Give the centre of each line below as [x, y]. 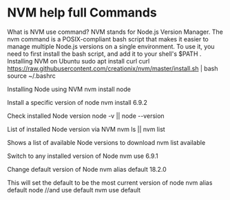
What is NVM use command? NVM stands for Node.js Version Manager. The [115, 32]
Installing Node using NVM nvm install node [69, 89]
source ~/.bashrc [32, 76]
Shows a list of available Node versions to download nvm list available [106, 142]
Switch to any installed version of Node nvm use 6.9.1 [83, 156]
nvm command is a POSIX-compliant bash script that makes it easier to [108, 39]
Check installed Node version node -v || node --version [86, 116]
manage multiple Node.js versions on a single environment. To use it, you [111, 46]
